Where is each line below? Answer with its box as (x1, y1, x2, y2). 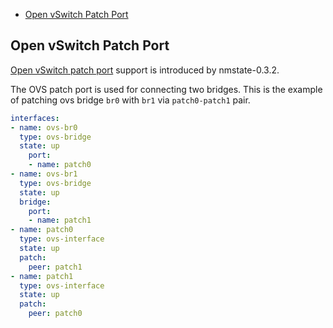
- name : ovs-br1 (10, 169, 78, 179)
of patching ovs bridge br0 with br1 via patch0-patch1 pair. (10, 94, 251, 106)
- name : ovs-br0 (10, 122, 78, 133)
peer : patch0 (28, 309, 83, 319)
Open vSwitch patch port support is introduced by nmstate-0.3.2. (10, 64, 280, 76)
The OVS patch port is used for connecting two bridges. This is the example (10, 83, 323, 95)
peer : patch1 (28, 262, 83, 272)
